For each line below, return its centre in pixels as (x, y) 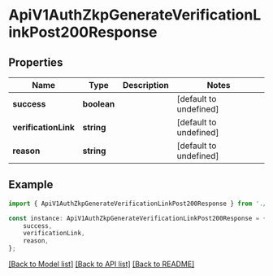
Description (146, 85)
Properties (36, 62)
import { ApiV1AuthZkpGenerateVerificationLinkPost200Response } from (130, 204)
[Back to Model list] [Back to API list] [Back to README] (102, 264)
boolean (99, 104)
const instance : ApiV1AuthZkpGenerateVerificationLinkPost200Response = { (138, 218)
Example (31, 185)
